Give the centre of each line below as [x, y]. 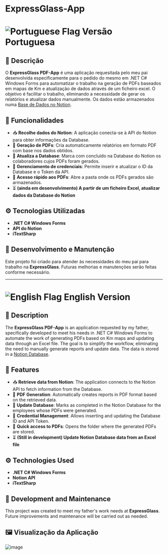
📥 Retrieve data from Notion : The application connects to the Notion [84, 382]
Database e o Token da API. [41, 172]
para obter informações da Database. [51, 140]
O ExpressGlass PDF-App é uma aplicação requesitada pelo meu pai [76, 73]
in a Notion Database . [27, 354]
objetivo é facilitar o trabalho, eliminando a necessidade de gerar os [75, 94]
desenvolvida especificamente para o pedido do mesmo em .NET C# [76, 78]
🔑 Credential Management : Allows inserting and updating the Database [86, 416]
